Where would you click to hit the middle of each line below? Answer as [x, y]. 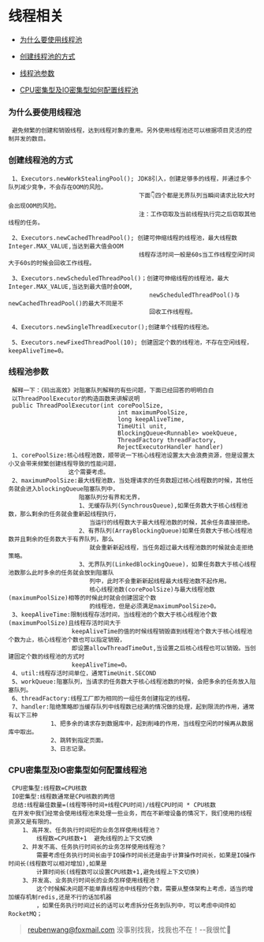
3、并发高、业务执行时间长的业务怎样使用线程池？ [92, 880]
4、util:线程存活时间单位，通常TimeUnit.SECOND [84, 673]
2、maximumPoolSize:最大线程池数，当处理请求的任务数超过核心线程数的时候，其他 [130, 480]
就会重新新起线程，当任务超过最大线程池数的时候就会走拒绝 [171, 548]
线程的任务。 [26, 222]
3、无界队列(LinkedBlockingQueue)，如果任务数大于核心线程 [167, 564]
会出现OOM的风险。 [34, 206]
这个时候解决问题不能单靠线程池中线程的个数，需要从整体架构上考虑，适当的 [142, 889]
